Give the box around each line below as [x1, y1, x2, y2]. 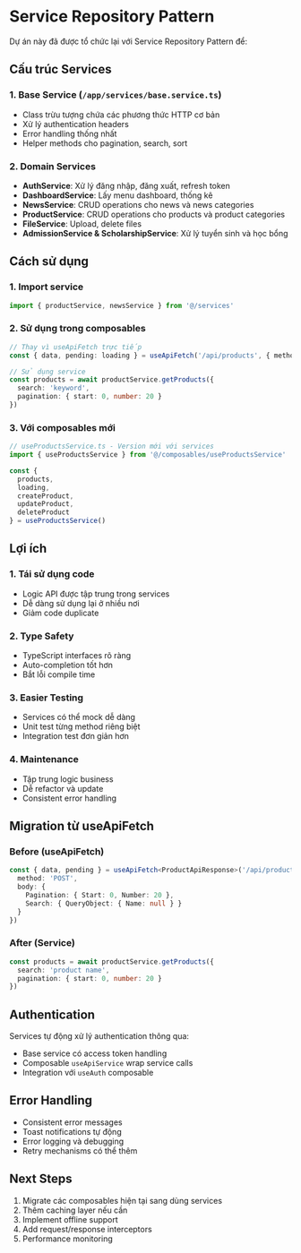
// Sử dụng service [9, 367, 87, 376]
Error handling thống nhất [21, 128, 117, 139]
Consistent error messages [21, 1117, 123, 1128]
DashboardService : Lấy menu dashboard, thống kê [21, 190, 213, 201]
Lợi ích [9, 541, 47, 556]
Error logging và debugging [21, 1136, 125, 1146]
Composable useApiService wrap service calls [21, 1058, 193, 1068]
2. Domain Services [9, 159, 97, 172]
